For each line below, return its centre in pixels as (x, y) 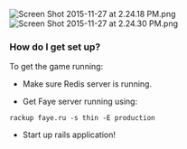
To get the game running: (56, 67)
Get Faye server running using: (80, 102)
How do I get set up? (55, 47)
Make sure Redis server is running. (87, 84)
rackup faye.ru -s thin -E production (82, 118)
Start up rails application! (69, 135)
